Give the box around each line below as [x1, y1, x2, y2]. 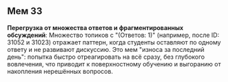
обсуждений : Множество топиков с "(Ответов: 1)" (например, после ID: [7, 31, 220, 39]
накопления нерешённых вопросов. [7, 67, 114, 75]
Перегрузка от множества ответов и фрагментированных [7, 23, 184, 31]
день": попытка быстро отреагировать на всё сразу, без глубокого [7, 53, 205, 61]
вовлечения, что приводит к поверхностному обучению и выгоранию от [7, 59, 222, 68]
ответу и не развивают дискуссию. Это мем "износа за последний [7, 45, 205, 53]
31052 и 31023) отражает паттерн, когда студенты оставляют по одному [7, 38, 222, 46]
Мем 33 [7, 5, 43, 17]
